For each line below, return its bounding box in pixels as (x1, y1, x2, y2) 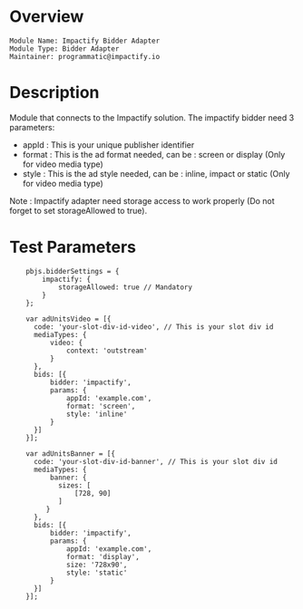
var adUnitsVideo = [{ (25, 314, 112, 324)
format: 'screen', (66, 401, 136, 411)
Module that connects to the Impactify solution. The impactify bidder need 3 (9, 111, 295, 123)
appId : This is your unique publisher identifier (22, 139, 195, 150)
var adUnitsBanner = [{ (25, 449, 116, 459)
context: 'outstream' (66, 346, 148, 355)
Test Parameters (9, 237, 137, 257)
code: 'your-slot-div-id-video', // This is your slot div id (33, 322, 274, 332)
